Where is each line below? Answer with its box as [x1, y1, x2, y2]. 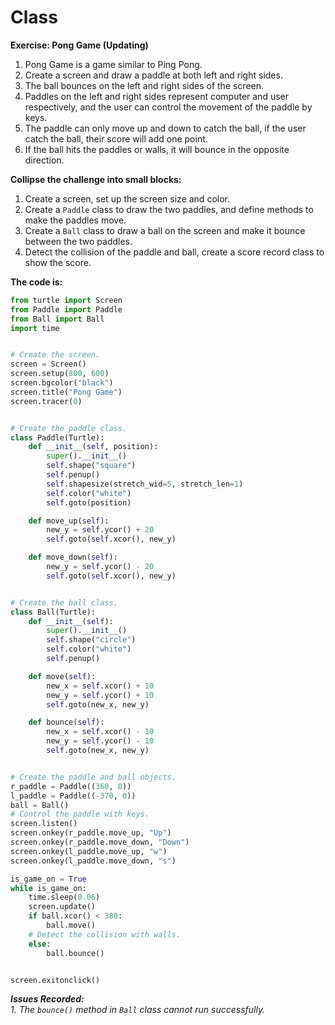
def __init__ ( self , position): [28, 442, 159, 452]
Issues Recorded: [10, 993, 85, 1005]
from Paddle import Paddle [10, 304, 123, 315]
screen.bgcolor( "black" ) [10, 378, 114, 388]
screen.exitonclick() [10, 975, 101, 985]
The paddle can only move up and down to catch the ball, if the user [24, 122, 307, 134]
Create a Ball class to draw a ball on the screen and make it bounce [24, 224, 306, 236]
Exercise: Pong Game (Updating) [10, 39, 149, 51]
